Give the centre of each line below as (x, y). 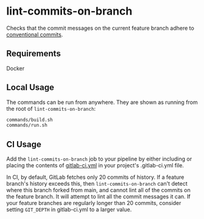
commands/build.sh (30, 120)
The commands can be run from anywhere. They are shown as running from (102, 102)
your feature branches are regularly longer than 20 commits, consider (94, 203)
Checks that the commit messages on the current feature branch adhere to (100, 28)
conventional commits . (35, 34)
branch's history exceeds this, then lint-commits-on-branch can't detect (97, 184)
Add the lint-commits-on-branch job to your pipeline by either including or (99, 159)
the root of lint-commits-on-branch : (51, 108)
